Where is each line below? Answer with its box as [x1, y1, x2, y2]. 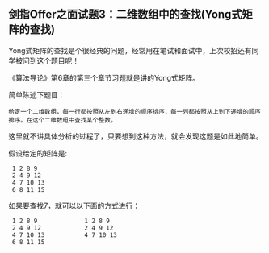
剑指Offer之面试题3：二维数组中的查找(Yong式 [8, 7, 242, 22]
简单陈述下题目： [8, 89, 65, 99]
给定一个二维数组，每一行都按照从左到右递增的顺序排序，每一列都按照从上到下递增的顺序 [8, 107, 261, 115]
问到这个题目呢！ [22, 56, 79, 65]
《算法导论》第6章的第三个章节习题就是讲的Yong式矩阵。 [8, 73, 200, 82]
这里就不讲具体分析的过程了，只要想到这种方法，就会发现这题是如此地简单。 [8, 131, 263, 141]
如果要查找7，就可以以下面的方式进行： [8, 201, 140, 210]
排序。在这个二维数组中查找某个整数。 [8, 116, 117, 124]
